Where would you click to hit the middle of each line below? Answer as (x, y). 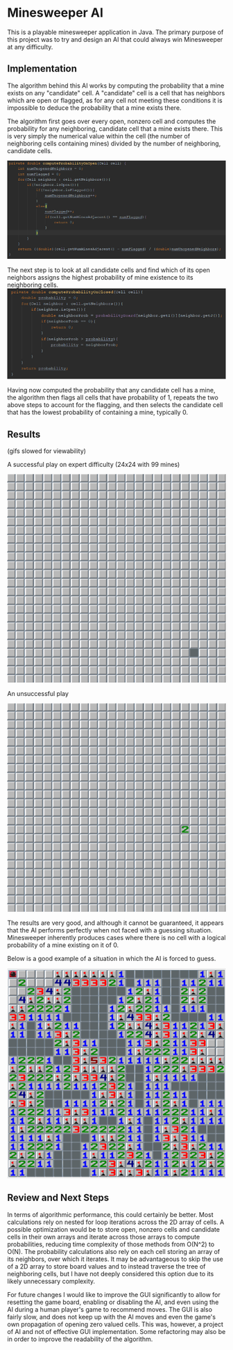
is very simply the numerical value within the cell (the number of (99, 136)
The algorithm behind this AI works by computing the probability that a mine (116, 86)
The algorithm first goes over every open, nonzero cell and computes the (112, 121)
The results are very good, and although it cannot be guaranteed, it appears (115, 923)
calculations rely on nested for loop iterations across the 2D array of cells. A (116, 1222)
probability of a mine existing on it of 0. (63, 945)
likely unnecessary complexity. (51, 1281)
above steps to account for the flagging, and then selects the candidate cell (115, 405)
